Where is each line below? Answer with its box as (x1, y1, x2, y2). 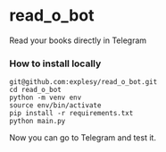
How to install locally (9, 57, 102, 70)
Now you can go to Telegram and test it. (9, 132, 156, 143)
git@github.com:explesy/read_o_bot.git (9, 78, 158, 87)
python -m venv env (9, 93, 82, 103)
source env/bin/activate (9, 101, 102, 110)
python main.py (9, 117, 66, 126)
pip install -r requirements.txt (9, 109, 134, 118)
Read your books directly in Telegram (9, 35, 147, 46)
